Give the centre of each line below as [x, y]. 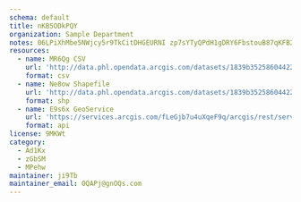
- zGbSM [32, 159]
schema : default [39, 17]
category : [28, 142]
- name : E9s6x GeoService [66, 109]
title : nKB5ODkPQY [43, 26]
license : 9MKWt [38, 134]
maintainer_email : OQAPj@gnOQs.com [76, 184]
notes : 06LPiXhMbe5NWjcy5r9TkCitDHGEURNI [88, 42]
